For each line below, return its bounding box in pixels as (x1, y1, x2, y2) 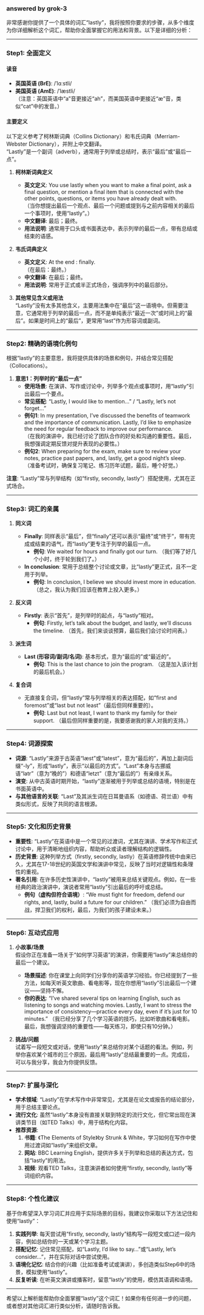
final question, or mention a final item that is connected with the (24, 188, 184, 196)
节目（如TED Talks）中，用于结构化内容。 (25, 1119, 131, 1126)
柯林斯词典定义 (15, 168, 53, 175)
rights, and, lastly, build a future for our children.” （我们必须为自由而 (24, 898, 196, 906)
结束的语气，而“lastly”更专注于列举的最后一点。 (35, 541, 154, 548)
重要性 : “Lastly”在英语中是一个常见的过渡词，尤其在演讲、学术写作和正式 (15, 837, 198, 845)
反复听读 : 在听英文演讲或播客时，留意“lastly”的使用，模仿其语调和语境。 (15, 1275, 196, 1283)
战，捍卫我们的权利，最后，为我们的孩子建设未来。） (24, 906, 155, 913)
